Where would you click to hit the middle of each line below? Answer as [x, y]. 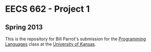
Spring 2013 [24, 27]
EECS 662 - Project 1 [47, 9]
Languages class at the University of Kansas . [51, 44]
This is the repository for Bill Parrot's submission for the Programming [75, 39]
